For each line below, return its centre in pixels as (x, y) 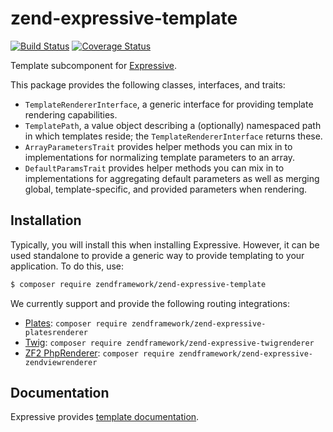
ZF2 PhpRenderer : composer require (99, 353)
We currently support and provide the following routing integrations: (150, 303)
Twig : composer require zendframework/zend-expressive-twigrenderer (169, 342)
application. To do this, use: (67, 266)
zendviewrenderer (61, 362)
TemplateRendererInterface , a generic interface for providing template (169, 104)
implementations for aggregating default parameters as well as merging (172, 178)
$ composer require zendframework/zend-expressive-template (138, 284)
